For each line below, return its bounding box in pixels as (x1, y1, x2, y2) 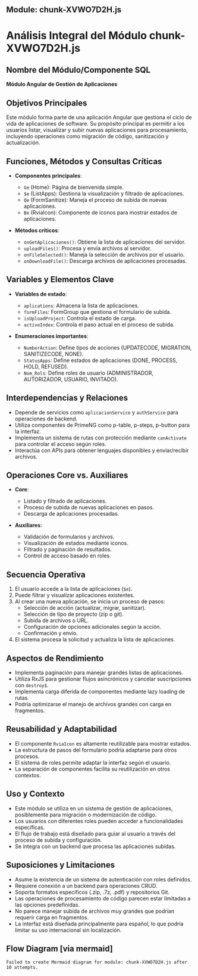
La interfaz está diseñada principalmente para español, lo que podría (14, 920, 184, 927)
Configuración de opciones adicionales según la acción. (23, 623, 162, 631)
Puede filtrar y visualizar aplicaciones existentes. (14, 592, 135, 599)
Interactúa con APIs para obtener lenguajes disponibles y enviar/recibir (14, 447, 189, 454)
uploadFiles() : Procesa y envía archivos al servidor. (23, 245, 152, 252)
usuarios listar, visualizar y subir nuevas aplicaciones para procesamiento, (6, 126, 188, 133)
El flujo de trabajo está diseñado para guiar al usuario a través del (14, 830, 175, 837)
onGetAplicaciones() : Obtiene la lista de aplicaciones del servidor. (23, 238, 186, 246)
